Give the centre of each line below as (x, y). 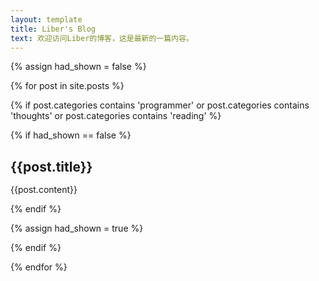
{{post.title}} (51, 166)
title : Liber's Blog (53, 29)
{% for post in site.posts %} (67, 86)
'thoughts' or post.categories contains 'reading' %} (116, 116)
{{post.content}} (44, 189)
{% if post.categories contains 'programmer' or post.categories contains (160, 105)
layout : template (46, 19)
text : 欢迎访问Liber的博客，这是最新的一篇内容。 (102, 38)
